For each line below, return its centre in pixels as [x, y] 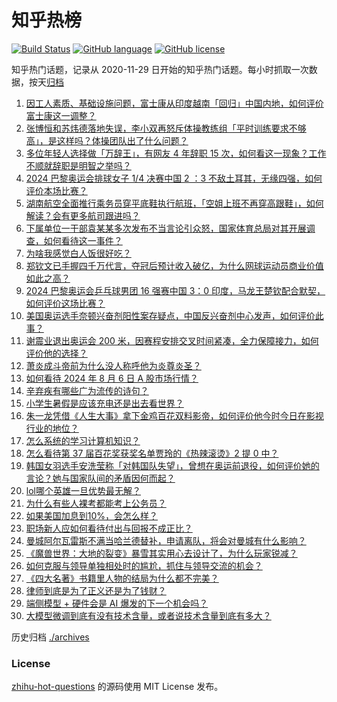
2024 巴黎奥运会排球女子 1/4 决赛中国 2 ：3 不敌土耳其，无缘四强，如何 [174, 178]
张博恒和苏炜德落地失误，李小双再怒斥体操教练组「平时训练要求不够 [166, 128]
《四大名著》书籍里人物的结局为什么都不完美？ [122, 578]
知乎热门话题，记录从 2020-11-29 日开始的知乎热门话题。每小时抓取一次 [160, 69]
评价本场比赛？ [56, 190]
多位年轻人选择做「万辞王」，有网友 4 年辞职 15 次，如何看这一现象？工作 [176, 153]
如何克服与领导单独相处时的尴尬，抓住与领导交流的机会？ [144, 565]
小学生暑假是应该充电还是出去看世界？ [104, 403]
